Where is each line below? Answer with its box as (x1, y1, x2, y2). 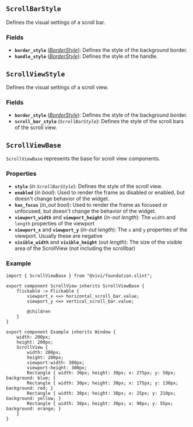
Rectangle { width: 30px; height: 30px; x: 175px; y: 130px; (27, 380, 179, 386)
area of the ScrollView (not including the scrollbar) (14, 245, 136, 252)
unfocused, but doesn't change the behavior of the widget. (14, 207, 156, 215)
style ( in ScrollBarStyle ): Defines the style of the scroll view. (14, 183, 163, 190)
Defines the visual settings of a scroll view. (6, 84, 109, 91)
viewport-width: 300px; (27, 359, 85, 366)
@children (27, 308, 51, 314)
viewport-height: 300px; (27, 364, 87, 370)
